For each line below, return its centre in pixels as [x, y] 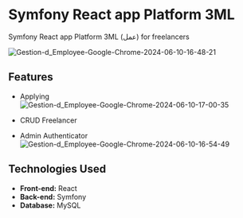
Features [31, 77]
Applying [35, 96]
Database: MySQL [50, 205]
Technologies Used [57, 169]
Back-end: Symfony [53, 197]
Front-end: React [48, 188]
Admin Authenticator [54, 135]
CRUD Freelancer [48, 120]
